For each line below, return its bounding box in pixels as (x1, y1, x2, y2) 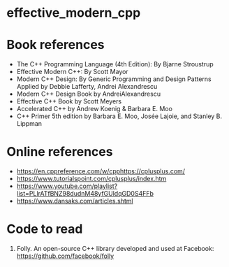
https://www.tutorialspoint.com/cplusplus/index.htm (16, 175, 167, 183)
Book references (6, 37, 105, 53)
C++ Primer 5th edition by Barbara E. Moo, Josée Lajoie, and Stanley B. (16, 112, 223, 120)
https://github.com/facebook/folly (16, 252, 114, 260)
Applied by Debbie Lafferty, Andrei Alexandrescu (16, 82, 158, 91)
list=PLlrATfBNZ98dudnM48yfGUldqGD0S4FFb (16, 189, 154, 198)
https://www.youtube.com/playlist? (16, 182, 118, 190)
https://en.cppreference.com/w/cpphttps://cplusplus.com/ (16, 167, 186, 175)
